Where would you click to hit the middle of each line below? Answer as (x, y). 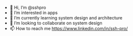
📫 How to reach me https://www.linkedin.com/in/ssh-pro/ (69, 28)
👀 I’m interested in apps (34, 13)
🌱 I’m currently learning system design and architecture (66, 18)
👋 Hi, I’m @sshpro (28, 8)
